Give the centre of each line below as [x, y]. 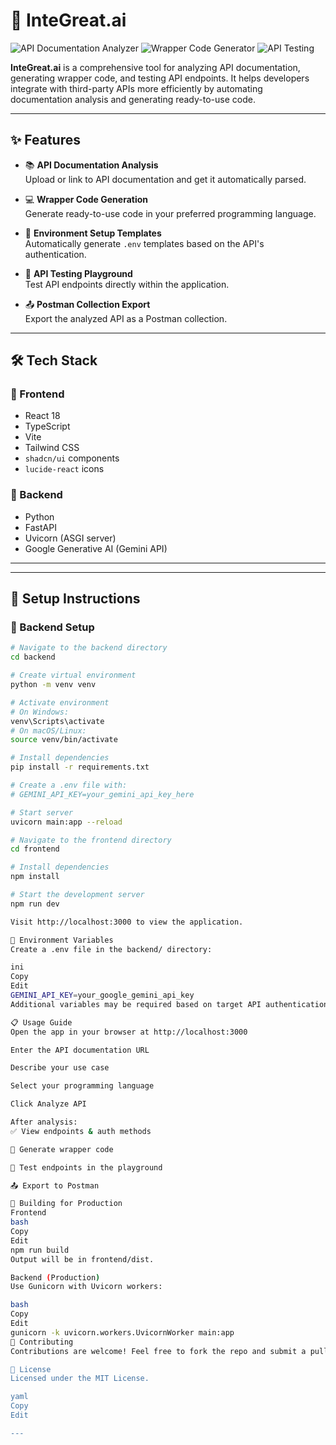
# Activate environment [60, 702]
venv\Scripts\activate [57, 721]
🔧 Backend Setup [52, 627]
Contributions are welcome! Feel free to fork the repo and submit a [158, 1351]
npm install [35, 877]
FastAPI [40, 527]
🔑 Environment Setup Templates [93, 233]
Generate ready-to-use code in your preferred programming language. [170, 213]
